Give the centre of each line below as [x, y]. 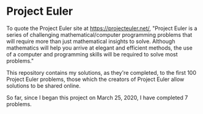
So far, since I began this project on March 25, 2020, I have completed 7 [97, 97]
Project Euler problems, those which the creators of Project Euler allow [95, 79]
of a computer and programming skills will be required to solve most [92, 54]
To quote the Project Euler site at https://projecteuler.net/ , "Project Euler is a [102, 28]
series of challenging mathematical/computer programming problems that [99, 34]
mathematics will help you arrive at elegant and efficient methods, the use [99, 48]
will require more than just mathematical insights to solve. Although [91, 41]
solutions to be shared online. [44, 85]
